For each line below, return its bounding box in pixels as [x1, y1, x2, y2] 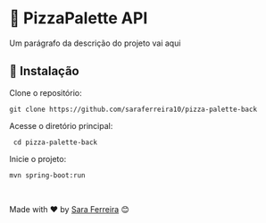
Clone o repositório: [9, 87, 82, 98]
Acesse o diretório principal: [9, 120, 113, 131]
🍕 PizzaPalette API [9, 8, 148, 29]
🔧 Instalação [9, 64, 79, 79]
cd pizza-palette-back [12, 138, 98, 147]
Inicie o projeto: [9, 153, 67, 164]
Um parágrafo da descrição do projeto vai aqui [9, 38, 181, 48]
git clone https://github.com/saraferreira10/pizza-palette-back [9, 105, 257, 114]
